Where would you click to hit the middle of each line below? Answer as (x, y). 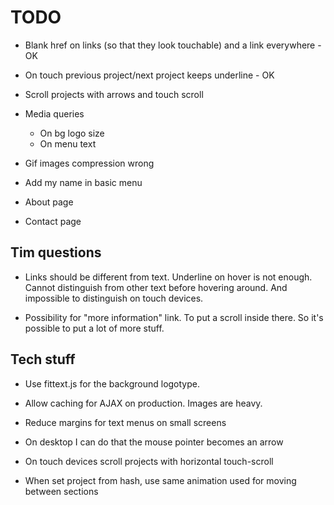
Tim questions (56, 252)
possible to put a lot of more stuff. (94, 328)
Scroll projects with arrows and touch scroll (114, 94)
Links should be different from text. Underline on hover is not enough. (168, 277)
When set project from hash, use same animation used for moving (160, 480)
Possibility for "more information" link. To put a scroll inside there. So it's (174, 317)
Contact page (53, 221)
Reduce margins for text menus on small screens (125, 422)
